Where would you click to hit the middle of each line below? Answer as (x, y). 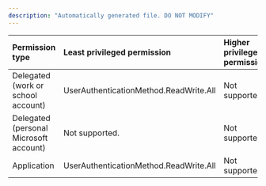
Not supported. (91, 133)
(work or (28, 85)
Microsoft (30, 138)
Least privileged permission (117, 52)
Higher (237, 42)
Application (33, 165)
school (25, 95)
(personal (30, 127)
